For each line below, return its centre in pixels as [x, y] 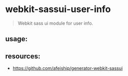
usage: [17, 39]
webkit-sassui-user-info [58, 9]
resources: [23, 56]
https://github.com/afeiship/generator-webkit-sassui [68, 68]
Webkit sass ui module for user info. [55, 23]
